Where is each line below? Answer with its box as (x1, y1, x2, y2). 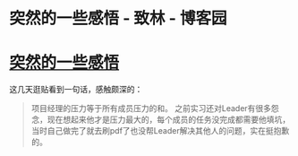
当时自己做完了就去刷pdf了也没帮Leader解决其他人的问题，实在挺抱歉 (30, 126, 290, 136)
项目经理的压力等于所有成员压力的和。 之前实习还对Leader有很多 (30, 103, 271, 114)
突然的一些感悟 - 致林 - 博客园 (9, 8, 227, 29)
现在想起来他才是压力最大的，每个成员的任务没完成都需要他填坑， (47, 114, 291, 126)
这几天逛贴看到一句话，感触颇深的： (9, 84, 143, 95)
